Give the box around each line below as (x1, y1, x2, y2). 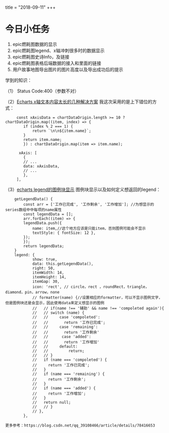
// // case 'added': (32, 334, 92, 339)
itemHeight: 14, (32, 274, 67, 279)
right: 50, (32, 265, 55, 271)
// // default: (32, 344, 78, 349)
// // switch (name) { (32, 310, 85, 315)
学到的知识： (5, 77, 32, 83)
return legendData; (23, 244, 65, 249)
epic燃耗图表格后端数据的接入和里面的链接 (12, 60, 101, 66)
